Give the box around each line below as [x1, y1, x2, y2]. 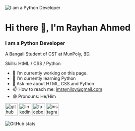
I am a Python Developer [5, 40, 66, 47]
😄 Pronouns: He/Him [12, 93, 56, 99]
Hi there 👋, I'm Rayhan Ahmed [5, 22, 131, 33]
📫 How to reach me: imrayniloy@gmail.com [12, 86, 103, 92]
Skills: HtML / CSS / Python [5, 61, 61, 66]
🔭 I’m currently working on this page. [12, 70, 88, 76]
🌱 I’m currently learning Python [12, 75, 76, 81]
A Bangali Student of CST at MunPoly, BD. [5, 51, 91, 57]
